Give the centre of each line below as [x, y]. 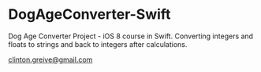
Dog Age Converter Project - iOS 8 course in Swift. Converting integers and [131, 36]
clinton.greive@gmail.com [50, 59]
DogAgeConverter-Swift [89, 14]
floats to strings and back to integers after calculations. [98, 44]
